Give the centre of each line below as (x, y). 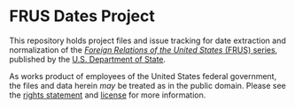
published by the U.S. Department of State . (88, 59)
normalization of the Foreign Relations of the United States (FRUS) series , (144, 49)
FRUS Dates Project (82, 16)
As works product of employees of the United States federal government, (143, 76)
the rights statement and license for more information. (108, 95)
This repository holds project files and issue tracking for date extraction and (147, 40)
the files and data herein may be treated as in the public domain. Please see (147, 85)
